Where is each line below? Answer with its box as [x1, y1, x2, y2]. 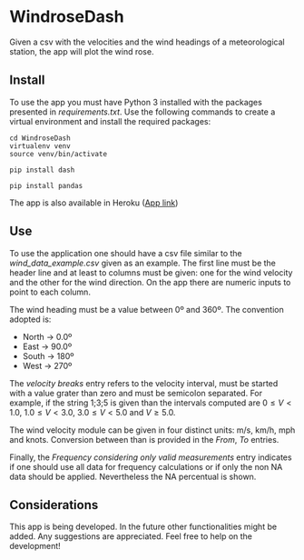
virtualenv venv [9, 141, 71, 151]
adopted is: [9, 314, 52, 325]
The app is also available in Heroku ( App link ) [9, 197, 179, 208]
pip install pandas [9, 181, 83, 190]
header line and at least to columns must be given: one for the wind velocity [9, 266, 293, 278]
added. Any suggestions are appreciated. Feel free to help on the [9, 531, 252, 542]
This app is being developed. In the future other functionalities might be [9, 521, 278, 533]
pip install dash [9, 165, 75, 175]
